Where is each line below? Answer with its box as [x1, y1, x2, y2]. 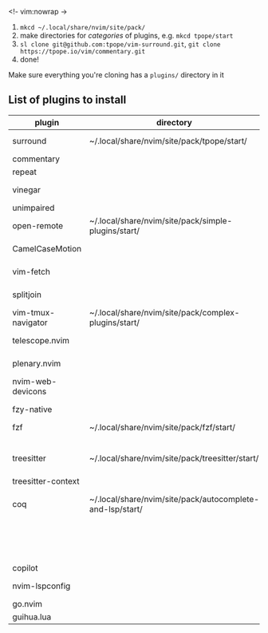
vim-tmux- [12, 307, 56, 318]
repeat [12, 166, 37, 177]
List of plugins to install [8, 93, 127, 107]
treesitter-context [12, 475, 80, 486]
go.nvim [12, 598, 42, 609]
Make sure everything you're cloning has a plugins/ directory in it [8, 70, 225, 79]
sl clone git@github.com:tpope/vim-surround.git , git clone [19, 39, 221, 49]
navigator [12, 317, 48, 328]
